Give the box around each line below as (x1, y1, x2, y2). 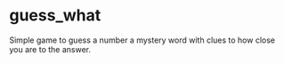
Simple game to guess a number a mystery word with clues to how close (9, 35, 276, 45)
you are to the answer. (9, 43, 92, 54)
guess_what (9, 5, 101, 26)
